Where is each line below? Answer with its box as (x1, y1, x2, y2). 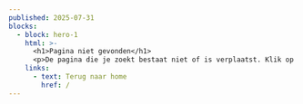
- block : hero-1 (16, 30, 78, 39)
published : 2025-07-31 (8, 13, 95, 23)
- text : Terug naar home (32, 72, 127, 81)
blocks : (8, 22, 38, 31)
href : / (41, 80, 70, 90)
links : (25, 64, 50, 73)
